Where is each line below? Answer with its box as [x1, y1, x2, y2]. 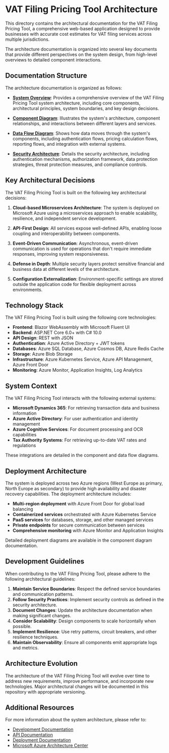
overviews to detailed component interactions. [5, 56, 102, 63]
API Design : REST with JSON [12, 335, 74, 341]
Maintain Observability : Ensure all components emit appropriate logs [12, 639, 157, 645]
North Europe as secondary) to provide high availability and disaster [5, 486, 147, 491]
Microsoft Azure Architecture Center [12, 742, 88, 748]
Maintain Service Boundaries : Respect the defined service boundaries [12, 586, 160, 592]
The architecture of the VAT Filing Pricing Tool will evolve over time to [5, 672, 150, 679]
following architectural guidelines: [5, 576, 76, 582]
